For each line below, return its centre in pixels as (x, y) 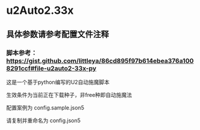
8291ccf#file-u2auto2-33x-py (51, 68)
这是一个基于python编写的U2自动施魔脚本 (58, 82)
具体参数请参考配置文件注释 (58, 34)
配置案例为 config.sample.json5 (45, 107)
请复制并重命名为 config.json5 (44, 120)
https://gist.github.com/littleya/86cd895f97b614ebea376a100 (100, 61)
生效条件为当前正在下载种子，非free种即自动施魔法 (69, 94)
